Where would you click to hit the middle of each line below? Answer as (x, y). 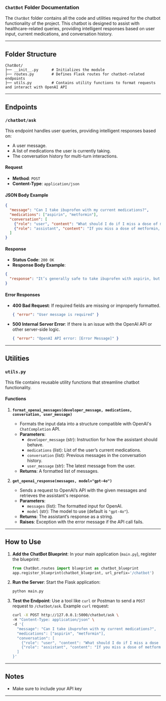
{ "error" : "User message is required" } (56, 315)
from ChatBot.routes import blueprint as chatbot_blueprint (75, 568)
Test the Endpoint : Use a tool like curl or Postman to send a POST (79, 601)
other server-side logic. (36, 329)
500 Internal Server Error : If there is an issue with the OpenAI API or (82, 324)
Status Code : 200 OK (33, 260)
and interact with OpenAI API (36, 87)
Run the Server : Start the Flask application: (56, 582)
